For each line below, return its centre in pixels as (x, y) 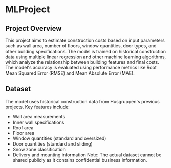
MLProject (28, 9)
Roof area (23, 127)
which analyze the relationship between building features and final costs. (82, 62)
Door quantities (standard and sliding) (53, 143)
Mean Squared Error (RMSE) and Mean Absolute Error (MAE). (70, 73)
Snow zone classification (39, 149)
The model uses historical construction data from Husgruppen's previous (82, 101)
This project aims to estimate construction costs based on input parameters (85, 40)
